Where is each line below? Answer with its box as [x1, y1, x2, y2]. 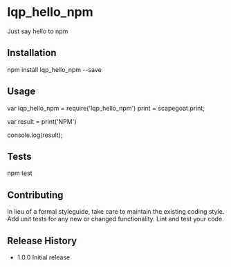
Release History [7, 234, 77, 246]
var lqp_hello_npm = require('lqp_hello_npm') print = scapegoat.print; [7, 104, 205, 112]
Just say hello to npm [7, 27, 68, 35]
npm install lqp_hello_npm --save [7, 65, 102, 73]
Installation [7, 47, 57, 59]
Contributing [7, 189, 64, 201]
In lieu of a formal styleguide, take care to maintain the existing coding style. [7, 208, 225, 216]
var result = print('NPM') [7, 117, 77, 125]
